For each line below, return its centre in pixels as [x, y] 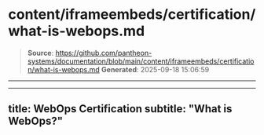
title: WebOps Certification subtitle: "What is [120, 109]
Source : [40, 53]
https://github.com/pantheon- [104, 53]
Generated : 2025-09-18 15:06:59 [155, 69]
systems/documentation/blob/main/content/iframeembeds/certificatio [141, 61]
